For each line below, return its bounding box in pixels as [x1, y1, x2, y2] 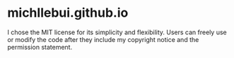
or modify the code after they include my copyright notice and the [7, 35, 199, 43]
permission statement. [7, 43, 73, 51]
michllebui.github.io [7, 5, 129, 21]
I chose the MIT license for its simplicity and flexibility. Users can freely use [7, 28, 228, 36]
